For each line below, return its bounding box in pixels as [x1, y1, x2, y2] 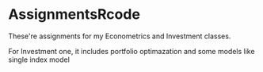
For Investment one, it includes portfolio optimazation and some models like [8, 46, 255, 56]
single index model [8, 55, 70, 64]
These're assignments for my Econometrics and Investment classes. [8, 31, 231, 41]
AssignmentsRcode [8, 5, 141, 23]
